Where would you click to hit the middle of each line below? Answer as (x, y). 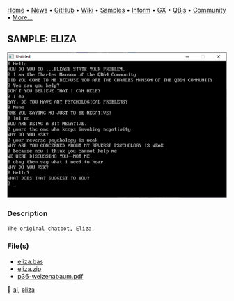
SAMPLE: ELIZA (42, 39)
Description (28, 213)
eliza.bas (30, 261)
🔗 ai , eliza (21, 290)
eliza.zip (29, 269)
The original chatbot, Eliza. (51, 229)
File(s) (18, 246)
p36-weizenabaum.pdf (50, 276)
